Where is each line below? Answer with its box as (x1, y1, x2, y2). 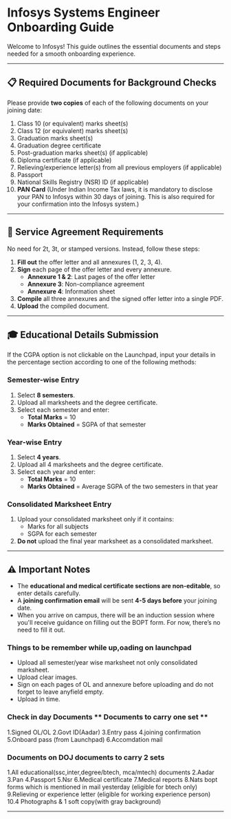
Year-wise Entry (7, 437, 63, 447)
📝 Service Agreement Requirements (7, 226, 164, 238)
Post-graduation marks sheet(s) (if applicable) (16, 148, 148, 156)
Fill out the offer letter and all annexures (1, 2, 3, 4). (16, 258, 163, 266)
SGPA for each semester (27, 530, 98, 538)
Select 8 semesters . (16, 391, 76, 399)
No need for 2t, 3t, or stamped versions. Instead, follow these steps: (7, 245, 201, 253)
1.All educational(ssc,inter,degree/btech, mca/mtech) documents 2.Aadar (7, 768, 214, 776)
